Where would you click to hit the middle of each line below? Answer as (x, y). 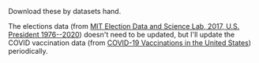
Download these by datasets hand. (65, 11)
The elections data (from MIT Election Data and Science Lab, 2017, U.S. (124, 26)
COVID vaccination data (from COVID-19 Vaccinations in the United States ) (129, 43)
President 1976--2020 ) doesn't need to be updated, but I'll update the (122, 35)
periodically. (28, 51)
